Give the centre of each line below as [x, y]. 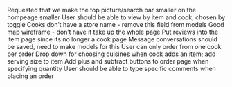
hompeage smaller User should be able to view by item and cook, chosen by [116, 17]
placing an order [30, 76]
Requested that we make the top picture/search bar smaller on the [101, 10]
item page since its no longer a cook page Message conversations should [112, 39]
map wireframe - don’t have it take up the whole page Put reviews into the [113, 32]
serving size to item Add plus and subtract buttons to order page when [108, 61]
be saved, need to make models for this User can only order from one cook [114, 47]
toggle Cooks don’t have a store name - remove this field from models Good [116, 25]
